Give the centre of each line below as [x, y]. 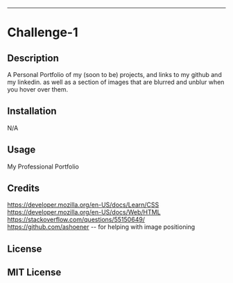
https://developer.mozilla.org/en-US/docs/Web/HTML [84, 212]
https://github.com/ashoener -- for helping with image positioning [101, 227]
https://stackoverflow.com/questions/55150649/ [76, 220]
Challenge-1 [43, 33]
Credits [24, 188]
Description [33, 58]
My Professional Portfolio [43, 166]
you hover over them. [37, 89]
